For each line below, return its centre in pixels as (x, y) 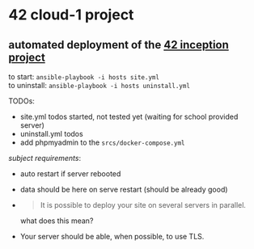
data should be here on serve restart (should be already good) (124, 189)
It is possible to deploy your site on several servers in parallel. (143, 205)
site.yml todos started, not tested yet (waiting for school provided (129, 116)
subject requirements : (45, 158)
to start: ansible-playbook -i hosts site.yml (84, 77)
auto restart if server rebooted (70, 174)
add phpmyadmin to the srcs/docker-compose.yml (102, 142)
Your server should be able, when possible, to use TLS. (112, 236)
